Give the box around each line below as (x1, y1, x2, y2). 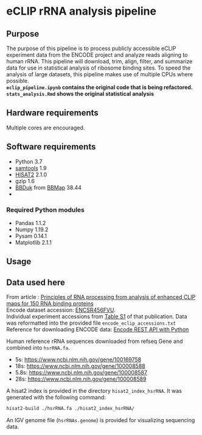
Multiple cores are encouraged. (6, 124, 85, 131)
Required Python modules (6, 206, 85, 214)
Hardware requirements (6, 108, 99, 118)
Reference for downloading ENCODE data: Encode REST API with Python (6, 326, 189, 333)
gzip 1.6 (15, 177, 35, 184)
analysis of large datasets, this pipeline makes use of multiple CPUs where (6, 71, 193, 77)
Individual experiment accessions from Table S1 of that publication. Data (6, 313, 187, 320)
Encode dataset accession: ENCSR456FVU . (6, 306, 116, 314)
